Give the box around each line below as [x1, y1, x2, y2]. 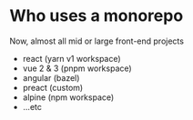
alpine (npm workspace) [22, 92, 115, 103]
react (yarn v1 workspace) [22, 53, 121, 64]
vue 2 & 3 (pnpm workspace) [22, 63, 132, 74]
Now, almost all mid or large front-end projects [9, 35, 185, 46]
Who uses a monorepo [9, 5, 184, 26]
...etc [22, 101, 43, 112]
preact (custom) [22, 82, 84, 93]
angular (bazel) [22, 72, 80, 83]
